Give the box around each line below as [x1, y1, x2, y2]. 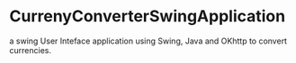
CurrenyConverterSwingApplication [9, 6, 286, 27]
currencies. [9, 44, 52, 55]
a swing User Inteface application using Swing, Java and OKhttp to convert [9, 35, 288, 46]
